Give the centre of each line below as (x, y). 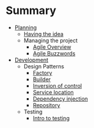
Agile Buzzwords (54, 53)
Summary (31, 11)
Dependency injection (60, 99)
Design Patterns (44, 66)
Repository (46, 105)
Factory (42, 73)
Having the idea (43, 34)
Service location (53, 92)
